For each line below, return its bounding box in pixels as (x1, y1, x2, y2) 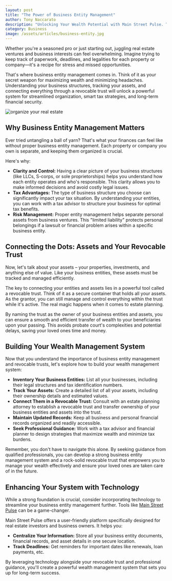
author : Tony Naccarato (5, 17, 56, 22)
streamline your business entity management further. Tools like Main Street (5, 502, 164, 508)
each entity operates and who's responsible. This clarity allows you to (12, 179, 160, 185)
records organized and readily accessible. (12, 420, 101, 426)
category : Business (5, 27, 47, 32)
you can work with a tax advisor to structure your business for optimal (12, 200, 161, 206)
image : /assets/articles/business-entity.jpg (5, 31, 104, 36)
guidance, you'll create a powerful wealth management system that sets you (5, 564, 166, 571)
